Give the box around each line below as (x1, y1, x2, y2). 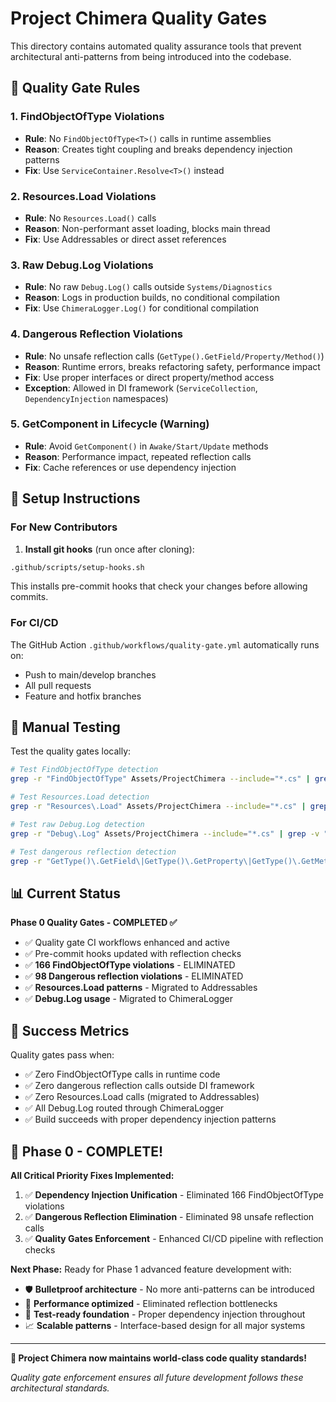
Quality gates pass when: (10, 1049, 115, 1061)
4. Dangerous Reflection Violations (10, 327, 183, 341)
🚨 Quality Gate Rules (10, 80, 141, 97)
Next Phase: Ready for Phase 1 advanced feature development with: (10, 1263, 292, 1275)
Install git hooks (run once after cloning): (24, 543, 195, 555)
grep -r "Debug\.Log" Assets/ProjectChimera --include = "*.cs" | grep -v (10, 828, 320, 839)
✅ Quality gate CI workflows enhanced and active (24, 937, 230, 949)
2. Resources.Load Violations (10, 189, 157, 203)
